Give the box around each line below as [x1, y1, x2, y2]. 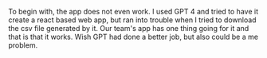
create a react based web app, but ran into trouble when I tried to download [8, 15, 257, 25]
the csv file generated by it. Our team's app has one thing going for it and [8, 24, 249, 33]
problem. [8, 41, 38, 50]
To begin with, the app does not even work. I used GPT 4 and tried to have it [8, 7, 259, 16]
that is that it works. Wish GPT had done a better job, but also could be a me [8, 32, 259, 41]
